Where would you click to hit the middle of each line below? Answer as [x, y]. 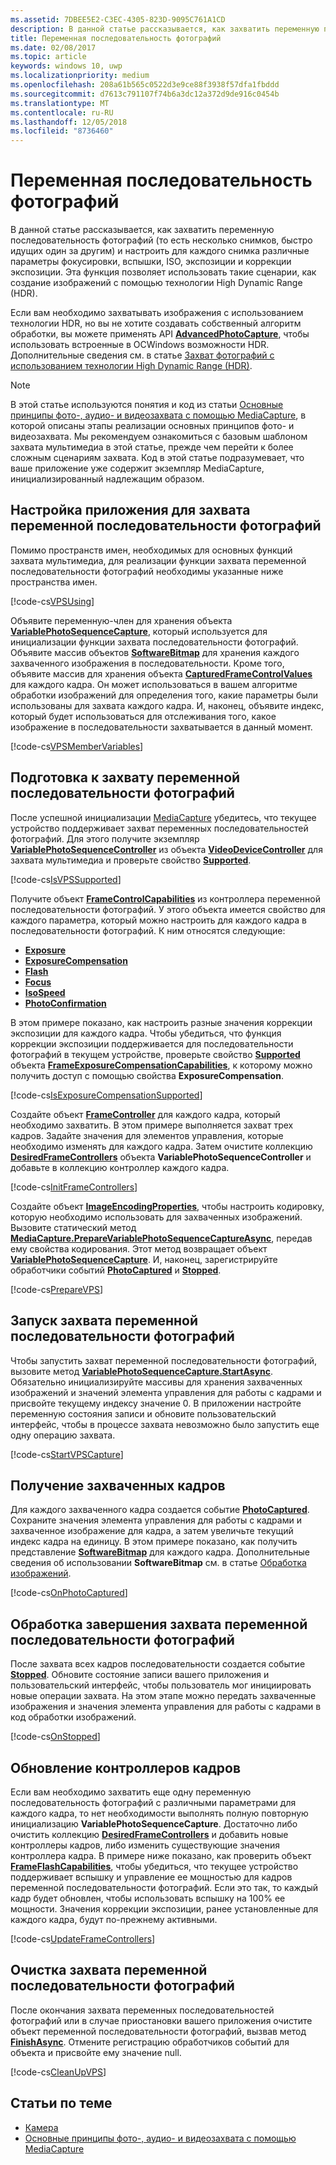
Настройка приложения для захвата [130, 510]
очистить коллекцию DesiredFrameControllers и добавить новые [149, 1834]
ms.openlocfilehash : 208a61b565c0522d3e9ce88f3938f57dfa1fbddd [145, 85]
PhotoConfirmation [65, 1003]
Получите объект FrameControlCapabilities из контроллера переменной [165, 898]
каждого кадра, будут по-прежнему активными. [114, 1919]
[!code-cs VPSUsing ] [52, 601]
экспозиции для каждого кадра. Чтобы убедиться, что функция [146, 1033]
